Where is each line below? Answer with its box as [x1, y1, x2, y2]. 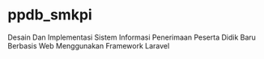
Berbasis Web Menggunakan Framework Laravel [7, 40, 170, 50]
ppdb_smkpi [7, 6, 92, 24]
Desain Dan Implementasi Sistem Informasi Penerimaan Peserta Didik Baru [7, 32, 257, 42]
